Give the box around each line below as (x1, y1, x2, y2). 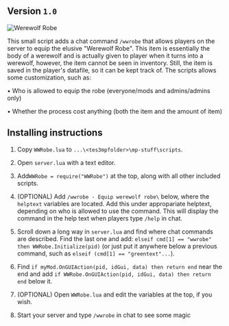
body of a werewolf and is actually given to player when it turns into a (7, 51, 204, 60)
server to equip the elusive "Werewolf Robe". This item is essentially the (7, 44, 210, 52)
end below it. (16, 277, 53, 285)
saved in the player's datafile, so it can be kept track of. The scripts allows (7, 66, 217, 74)
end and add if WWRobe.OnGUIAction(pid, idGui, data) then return (16, 270, 211, 278)
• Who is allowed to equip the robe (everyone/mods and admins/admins (7, 86, 210, 95)
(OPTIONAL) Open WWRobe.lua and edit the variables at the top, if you (16, 290, 213, 299)
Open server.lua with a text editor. (16, 158, 116, 166)
